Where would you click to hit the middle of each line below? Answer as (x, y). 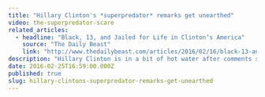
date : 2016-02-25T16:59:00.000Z (61, 66)
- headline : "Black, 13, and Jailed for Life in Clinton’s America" (130, 37)
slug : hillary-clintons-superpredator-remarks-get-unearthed (111, 81)
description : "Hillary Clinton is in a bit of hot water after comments (130, 59)
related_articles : (38, 30)
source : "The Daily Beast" (67, 45)
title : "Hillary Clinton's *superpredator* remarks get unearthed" (121, 15)
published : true (35, 74)
